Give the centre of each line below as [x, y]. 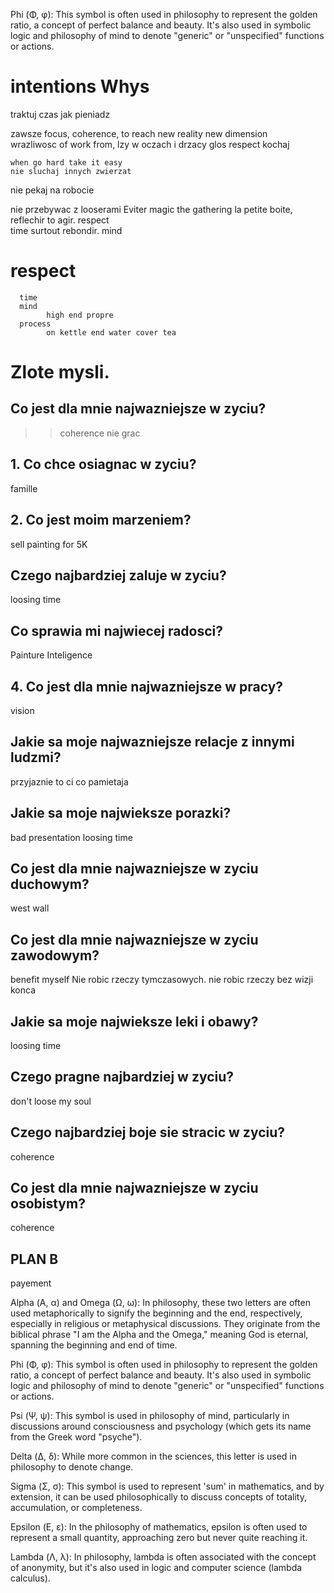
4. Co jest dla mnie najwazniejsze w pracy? [147, 686]
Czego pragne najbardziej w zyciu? [122, 1077]
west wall [30, 908]
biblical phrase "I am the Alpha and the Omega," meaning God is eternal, [159, 1335]
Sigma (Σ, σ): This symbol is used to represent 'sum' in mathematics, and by [167, 1486]
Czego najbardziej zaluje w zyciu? [118, 575]
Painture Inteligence [51, 655]
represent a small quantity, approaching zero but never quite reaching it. [159, 1538]
